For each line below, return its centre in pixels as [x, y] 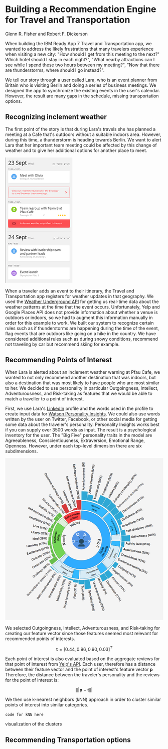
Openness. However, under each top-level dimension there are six [73, 445]
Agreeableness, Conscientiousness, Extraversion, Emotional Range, [75, 440]
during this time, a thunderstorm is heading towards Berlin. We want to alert [83, 139]
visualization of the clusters [34, 724]
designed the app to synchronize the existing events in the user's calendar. [83, 90]
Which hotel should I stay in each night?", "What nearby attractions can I [80, 59]
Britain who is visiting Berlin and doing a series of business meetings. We [81, 85]
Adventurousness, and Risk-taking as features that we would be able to [79, 393]
